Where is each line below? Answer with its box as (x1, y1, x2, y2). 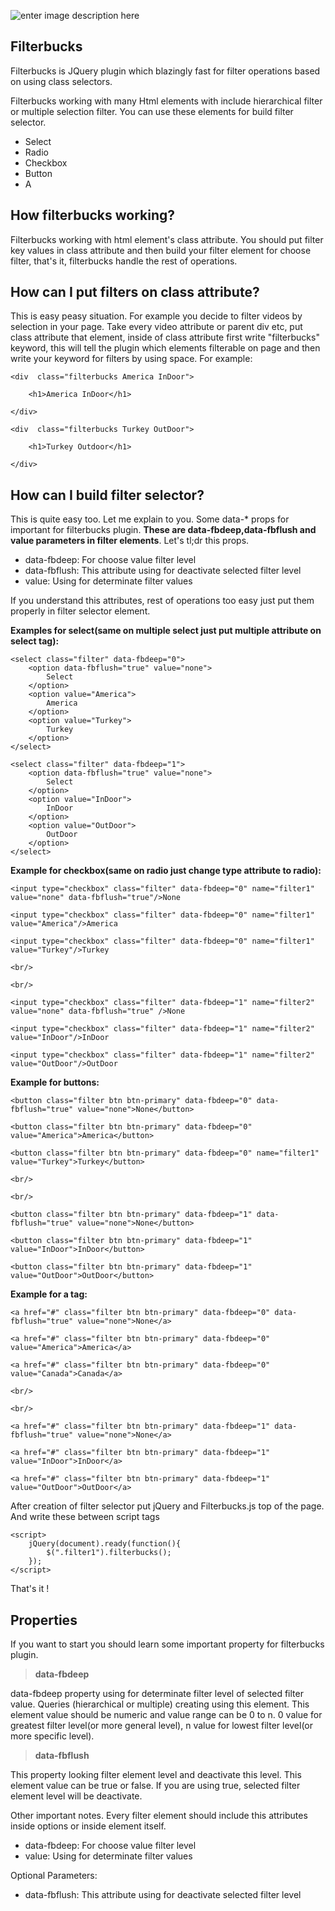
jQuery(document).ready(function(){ (28, 1539, 182, 1549)
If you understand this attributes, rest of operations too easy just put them (10, 595, 315, 607)
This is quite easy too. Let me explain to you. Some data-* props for (10, 513, 290, 525)
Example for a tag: (10, 1288, 88, 1300)
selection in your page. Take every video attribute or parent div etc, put (10, 321, 303, 333)
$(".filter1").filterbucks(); (46, 1548, 172, 1558)
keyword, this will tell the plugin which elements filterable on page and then (10, 342, 321, 354)
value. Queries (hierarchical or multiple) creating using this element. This (10, 1698, 310, 1710)
